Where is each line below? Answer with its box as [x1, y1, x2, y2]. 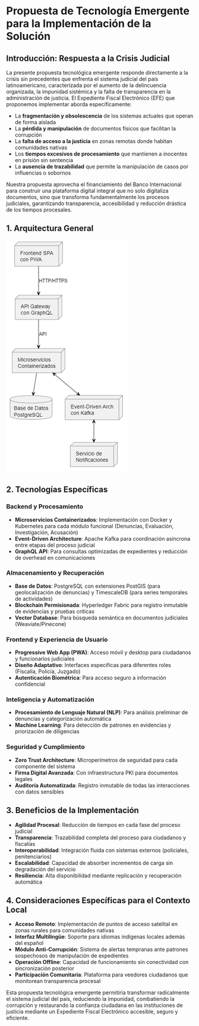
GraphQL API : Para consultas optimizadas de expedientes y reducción [14, 547, 188, 555]
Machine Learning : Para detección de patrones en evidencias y [14, 721, 171, 729]
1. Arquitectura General [6, 224, 94, 234]
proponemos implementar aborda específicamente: [6, 101, 132, 108]
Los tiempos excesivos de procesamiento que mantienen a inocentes [14, 150, 188, 157]
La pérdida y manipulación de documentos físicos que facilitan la [14, 125, 176, 132]
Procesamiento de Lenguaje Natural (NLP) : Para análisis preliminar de [14, 709, 188, 716]
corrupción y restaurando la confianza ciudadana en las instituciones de [6, 1002, 183, 1009]
